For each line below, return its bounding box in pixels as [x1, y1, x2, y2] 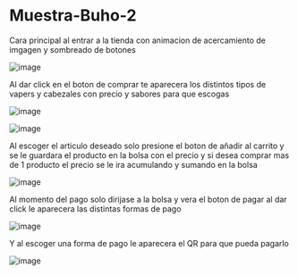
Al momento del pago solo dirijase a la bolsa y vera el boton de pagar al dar [9, 194, 288, 204]
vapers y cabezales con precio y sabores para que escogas [9, 88, 230, 99]
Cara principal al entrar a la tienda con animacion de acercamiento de [9, 35, 266, 46]
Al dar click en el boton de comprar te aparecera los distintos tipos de [9, 79, 267, 89]
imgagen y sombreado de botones [9, 44, 136, 54]
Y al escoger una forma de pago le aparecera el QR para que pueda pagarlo [9, 237, 289, 248]
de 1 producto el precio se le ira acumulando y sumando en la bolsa [9, 159, 258, 170]
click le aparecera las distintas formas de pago [9, 203, 182, 214]
